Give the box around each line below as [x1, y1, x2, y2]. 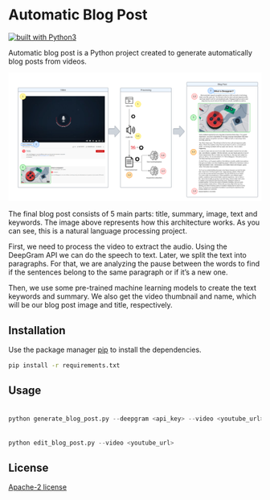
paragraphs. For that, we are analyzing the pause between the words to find [8, 259, 260, 269]
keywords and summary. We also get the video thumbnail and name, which [8, 291, 257, 301]
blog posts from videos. [8, 56, 87, 66]
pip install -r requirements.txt [8, 362, 121, 370]
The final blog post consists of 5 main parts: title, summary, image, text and [8, 209, 258, 219]
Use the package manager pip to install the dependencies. [8, 345, 202, 355]
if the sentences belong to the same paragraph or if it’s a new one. [8, 267, 228, 277]
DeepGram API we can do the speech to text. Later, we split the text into [8, 250, 247, 260]
